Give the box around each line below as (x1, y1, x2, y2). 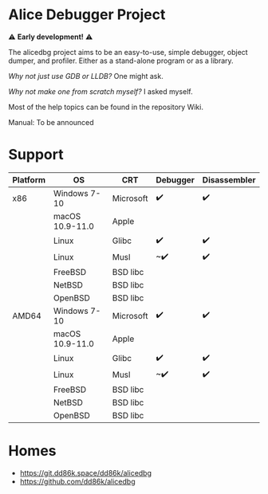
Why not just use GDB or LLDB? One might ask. (8, 71, 164, 80)
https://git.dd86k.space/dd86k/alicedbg (19, 468, 152, 477)
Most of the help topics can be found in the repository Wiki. (8, 102, 203, 112)
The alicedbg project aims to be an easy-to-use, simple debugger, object (8, 47, 249, 57)
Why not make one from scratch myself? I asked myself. (8, 86, 193, 96)
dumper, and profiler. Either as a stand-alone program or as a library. (8, 56, 234, 65)
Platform (12, 174, 46, 185)
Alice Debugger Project (8, 6, 166, 24)
